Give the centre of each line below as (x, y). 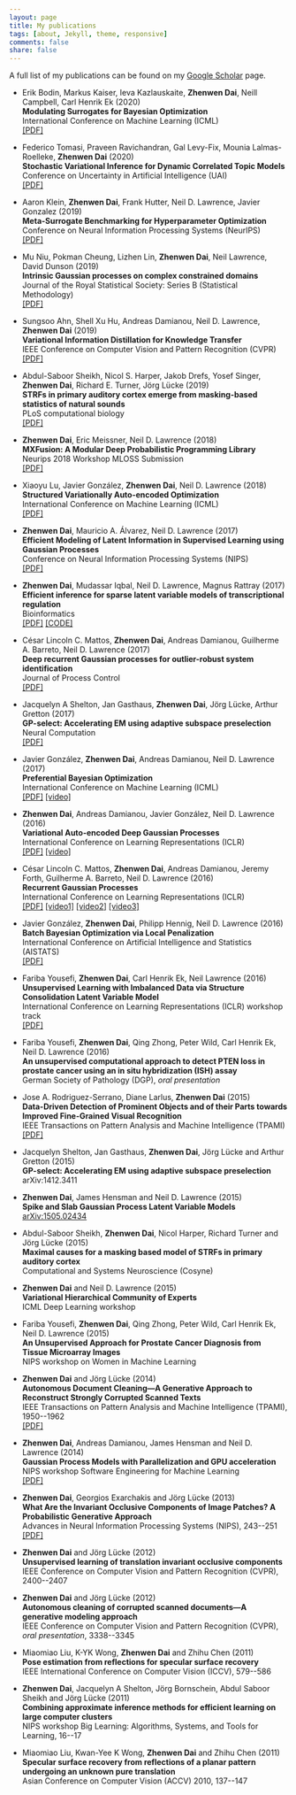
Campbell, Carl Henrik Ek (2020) (81, 102)
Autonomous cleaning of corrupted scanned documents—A (134, 1607)
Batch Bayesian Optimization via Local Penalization (118, 933)
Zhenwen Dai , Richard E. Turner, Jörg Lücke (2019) (115, 385)
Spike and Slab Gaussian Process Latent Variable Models (129, 1207)
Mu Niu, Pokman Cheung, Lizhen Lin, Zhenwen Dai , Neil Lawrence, (144, 257)
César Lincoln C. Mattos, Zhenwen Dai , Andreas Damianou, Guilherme (151, 640)
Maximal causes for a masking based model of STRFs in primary (142, 1252)
